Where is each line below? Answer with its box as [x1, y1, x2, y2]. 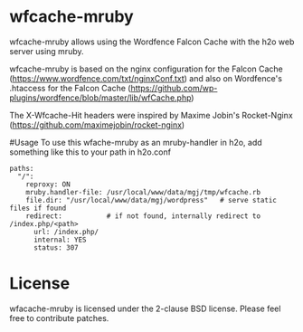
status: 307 [33, 242, 79, 252]
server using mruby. [9, 45, 84, 56]
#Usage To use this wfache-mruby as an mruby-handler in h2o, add [9, 137, 262, 147]
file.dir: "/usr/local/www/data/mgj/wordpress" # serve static [25, 195, 278, 204]
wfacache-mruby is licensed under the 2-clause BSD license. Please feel [9, 303, 281, 314]
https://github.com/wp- [130, 82, 218, 93]
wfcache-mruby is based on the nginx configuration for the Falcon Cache [9, 63, 283, 74]
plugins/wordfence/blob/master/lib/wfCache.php [9, 92, 192, 103]
